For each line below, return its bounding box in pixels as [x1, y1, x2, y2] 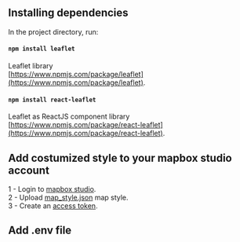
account [8, 163, 49, 177]
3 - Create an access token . [8, 201, 98, 211]
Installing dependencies [8, 6, 129, 20]
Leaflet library [8, 61, 53, 71]
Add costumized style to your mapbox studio [8, 151, 233, 164]
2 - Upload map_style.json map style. [8, 192, 129, 203]
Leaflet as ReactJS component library [8, 112, 130, 121]
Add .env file [8, 224, 72, 237]
